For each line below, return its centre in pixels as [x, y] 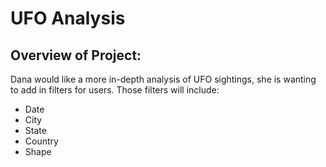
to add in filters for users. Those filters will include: [115, 90]
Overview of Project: [76, 55]
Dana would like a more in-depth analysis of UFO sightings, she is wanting [163, 79]
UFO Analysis [68, 18]
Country [41, 141]
